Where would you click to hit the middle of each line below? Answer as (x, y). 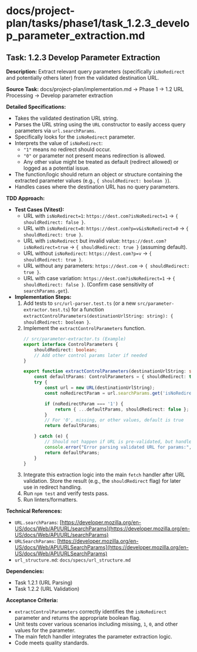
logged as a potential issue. (56, 168)
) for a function (86, 309)
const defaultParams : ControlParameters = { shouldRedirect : (110, 377)
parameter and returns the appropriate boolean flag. (77, 618)
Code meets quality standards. (52, 643)
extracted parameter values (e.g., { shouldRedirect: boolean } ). (93, 181)
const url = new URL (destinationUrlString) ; (100, 388)
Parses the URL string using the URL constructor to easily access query (100, 124)
